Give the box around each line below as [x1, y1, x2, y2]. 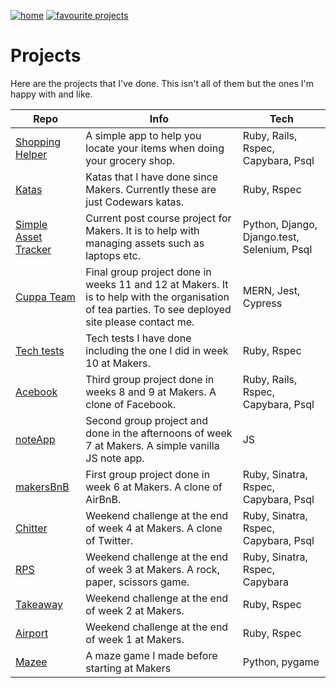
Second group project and [85, 413, 209, 427]
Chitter [15, 521, 48, 535]
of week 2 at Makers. [85, 603, 185, 617]
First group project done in [85, 467, 211, 481]
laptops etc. [85, 248, 141, 262]
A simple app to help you [85, 128, 202, 142]
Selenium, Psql [242, 242, 313, 256]
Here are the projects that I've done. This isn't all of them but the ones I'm [10, 77, 315, 89]
